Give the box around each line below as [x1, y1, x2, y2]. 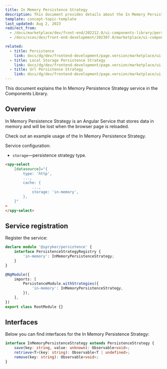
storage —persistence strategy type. [12, 152, 86, 158]
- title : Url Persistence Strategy [9, 67, 83, 72]
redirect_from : [5, 26, 37, 31]
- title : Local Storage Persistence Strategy [9, 58, 106, 63]
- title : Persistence [9, 48, 55, 54]
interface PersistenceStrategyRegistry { [14, 249, 101, 254]
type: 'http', [23, 171, 52, 176]
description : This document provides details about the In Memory [5, 12, 146, 17]
